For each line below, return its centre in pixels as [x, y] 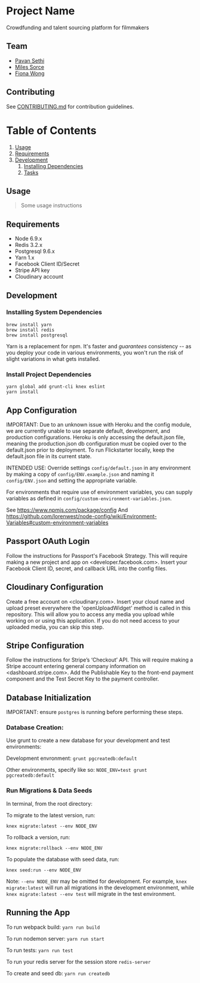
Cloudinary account [39, 277]
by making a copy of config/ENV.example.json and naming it [80, 474]
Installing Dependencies [53, 166]
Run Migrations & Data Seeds [49, 790]
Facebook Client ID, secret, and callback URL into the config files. [87, 568]
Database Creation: [35, 728]
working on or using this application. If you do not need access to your [93, 620]
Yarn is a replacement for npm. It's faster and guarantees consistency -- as [99, 346]
